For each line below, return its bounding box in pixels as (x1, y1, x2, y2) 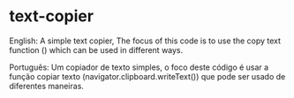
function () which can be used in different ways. (9, 44, 184, 55)
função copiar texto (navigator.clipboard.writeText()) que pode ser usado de (9, 71, 286, 81)
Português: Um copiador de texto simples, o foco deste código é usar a (9, 62, 269, 72)
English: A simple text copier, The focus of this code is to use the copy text (9, 35, 281, 46)
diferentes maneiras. (9, 80, 84, 91)
